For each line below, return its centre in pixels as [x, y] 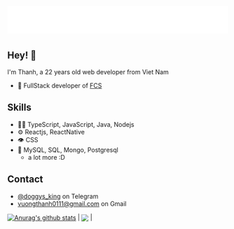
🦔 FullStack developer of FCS [60, 85]
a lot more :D [46, 157]
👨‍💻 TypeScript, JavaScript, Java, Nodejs [76, 124]
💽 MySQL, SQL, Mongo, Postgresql [68, 150]
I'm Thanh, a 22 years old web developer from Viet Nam [88, 72]
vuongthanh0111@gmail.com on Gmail [72, 203]
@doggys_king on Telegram [58, 196]
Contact [25, 180]
